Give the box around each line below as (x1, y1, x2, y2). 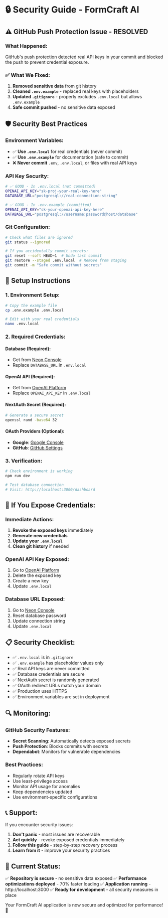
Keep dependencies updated (12, 789, 73, 795)
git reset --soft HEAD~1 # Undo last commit (5, 253, 102, 258)
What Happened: (5, 42, 48, 49)
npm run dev (5, 473, 30, 478)
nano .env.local (5, 322, 39, 327)
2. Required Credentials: (5, 333, 66, 340)
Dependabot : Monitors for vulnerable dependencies (12, 748, 120, 755)
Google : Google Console (12, 439, 64, 445)
